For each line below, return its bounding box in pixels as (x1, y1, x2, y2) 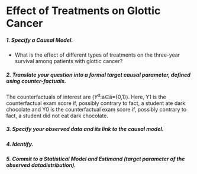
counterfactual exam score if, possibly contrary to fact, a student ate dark (6, 99, 186, 107)
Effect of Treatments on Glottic (6, 4, 161, 18)
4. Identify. (6, 140, 34, 147)
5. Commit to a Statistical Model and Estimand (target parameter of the (6, 155, 185, 163)
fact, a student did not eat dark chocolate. (6, 112, 108, 119)
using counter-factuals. (6, 77, 67, 84)
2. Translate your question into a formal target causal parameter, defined (6, 71, 191, 78)
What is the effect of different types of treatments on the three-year (14, 51, 180, 58)
